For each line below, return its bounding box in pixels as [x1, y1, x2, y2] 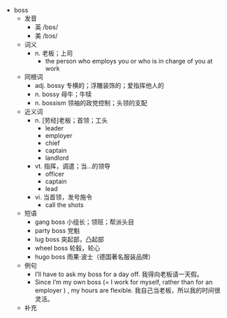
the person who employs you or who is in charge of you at [45, 57, 213, 65]
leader [45, 124, 64, 132]
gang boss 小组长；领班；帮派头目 [34, 218, 135, 226]
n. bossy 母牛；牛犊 [34, 90, 92, 98]
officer [45, 170, 65, 178]
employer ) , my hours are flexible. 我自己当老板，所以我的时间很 [34, 286, 221, 294]
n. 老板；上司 [34, 49, 73, 57]
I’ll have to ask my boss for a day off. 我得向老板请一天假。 [34, 270, 203, 278]
